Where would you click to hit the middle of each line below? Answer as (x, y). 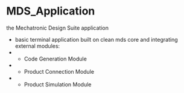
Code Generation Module (56, 59)
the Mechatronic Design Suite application (57, 28)
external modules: (37, 46)
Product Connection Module (59, 71)
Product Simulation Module (58, 84)
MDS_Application (51, 11)
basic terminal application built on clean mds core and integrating (96, 39)
